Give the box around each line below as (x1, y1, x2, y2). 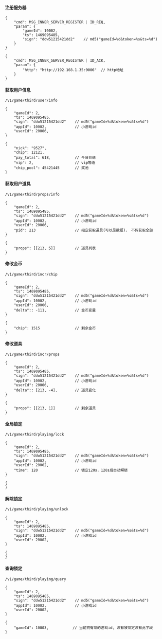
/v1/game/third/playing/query (5, 577, 67, 582)
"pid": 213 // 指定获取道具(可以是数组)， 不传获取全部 (14, 228, 153, 233)
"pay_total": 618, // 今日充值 (14, 155, 96, 160)
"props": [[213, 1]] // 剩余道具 (14, 406, 96, 411)
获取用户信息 (5, 87, 31, 92)
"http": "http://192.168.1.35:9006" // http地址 (22, 68, 124, 73)
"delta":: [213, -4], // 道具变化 (14, 388, 96, 393)
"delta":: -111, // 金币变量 (14, 308, 96, 312)
